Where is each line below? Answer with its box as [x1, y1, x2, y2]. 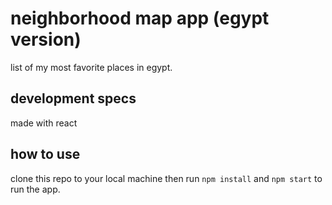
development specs [10, 90, 137, 107]
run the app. [10, 183, 61, 195]
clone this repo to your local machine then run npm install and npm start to [10, 172, 323, 184]
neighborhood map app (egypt [10, 7, 270, 30]
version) [10, 28, 82, 51]
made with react [10, 117, 78, 129]
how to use [10, 146, 81, 163]
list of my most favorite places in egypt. [10, 61, 173, 73]
